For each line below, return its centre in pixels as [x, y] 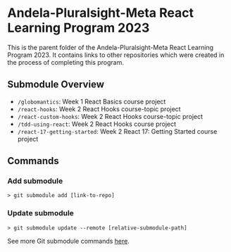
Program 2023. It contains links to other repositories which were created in [116, 55]
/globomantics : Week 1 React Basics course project [92, 101]
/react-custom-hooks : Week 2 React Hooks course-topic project [110, 116]
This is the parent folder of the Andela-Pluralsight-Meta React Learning [110, 47]
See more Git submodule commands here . [69, 241]
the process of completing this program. [66, 62]
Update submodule [40, 213]
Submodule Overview [56, 85]
